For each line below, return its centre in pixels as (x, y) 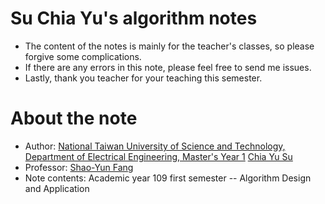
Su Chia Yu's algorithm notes (134, 18)
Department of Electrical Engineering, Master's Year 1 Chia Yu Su (158, 156)
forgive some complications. (83, 56)
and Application (57, 188)
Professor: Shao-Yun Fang (79, 167)
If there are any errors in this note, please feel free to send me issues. (168, 67)
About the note (74, 118)
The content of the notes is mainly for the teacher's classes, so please (169, 46)
